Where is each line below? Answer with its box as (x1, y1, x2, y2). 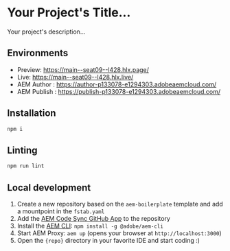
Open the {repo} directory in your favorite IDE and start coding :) (16, 236, 200, 244)
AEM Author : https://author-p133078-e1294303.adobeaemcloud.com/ (16, 80, 217, 88)
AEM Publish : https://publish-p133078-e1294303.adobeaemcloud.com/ (16, 87, 221, 95)
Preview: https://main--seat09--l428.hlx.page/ (16, 65, 150, 73)
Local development (7, 182, 91, 193)
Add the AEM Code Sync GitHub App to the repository (16, 214, 170, 222)
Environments (7, 47, 69, 59)
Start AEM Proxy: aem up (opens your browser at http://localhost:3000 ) (16, 228, 222, 237)
